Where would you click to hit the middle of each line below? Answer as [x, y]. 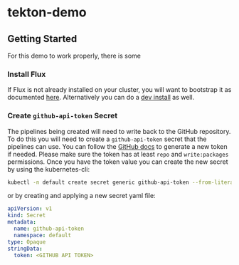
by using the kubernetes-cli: [49, 169]
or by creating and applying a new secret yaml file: [81, 196]
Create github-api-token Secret [63, 116]
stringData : [25, 249]
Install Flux [27, 74]
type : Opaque [27, 242]
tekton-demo [47, 12]
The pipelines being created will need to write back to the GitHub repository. [119, 131]
